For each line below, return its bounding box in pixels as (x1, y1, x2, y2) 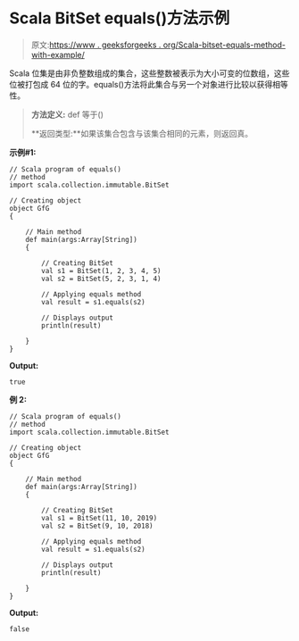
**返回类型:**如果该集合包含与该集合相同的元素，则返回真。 (30, 128, 253, 138)
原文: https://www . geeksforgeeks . (30, 39, 162, 50)
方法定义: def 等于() (30, 109, 104, 120)
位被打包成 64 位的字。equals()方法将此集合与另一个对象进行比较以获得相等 (9, 79, 288, 89)
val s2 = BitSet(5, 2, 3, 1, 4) (41, 274, 162, 283)
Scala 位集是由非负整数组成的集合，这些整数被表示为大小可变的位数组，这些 (9, 68, 290, 79)
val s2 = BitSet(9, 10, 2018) (41, 521, 154, 530)
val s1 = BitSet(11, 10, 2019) (41, 513, 158, 522)
